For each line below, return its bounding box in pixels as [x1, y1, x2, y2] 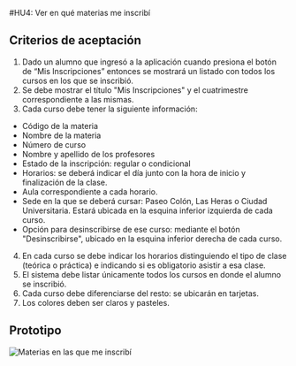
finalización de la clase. [21, 177, 108, 187]
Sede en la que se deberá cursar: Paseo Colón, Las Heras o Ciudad [21, 195, 268, 206]
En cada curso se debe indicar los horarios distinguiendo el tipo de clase [21, 250, 287, 261]
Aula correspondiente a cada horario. [21, 186, 158, 197]
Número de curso [21, 139, 87, 149]
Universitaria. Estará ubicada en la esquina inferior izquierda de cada [21, 205, 274, 216]
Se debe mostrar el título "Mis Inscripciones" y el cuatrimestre [21, 84, 249, 95]
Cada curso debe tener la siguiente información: [21, 103, 198, 114]
